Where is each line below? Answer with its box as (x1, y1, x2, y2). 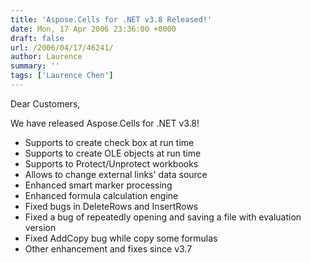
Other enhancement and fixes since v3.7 (24, 242, 193, 255)
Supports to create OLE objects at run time (24, 147, 202, 159)
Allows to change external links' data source (24, 168, 208, 180)
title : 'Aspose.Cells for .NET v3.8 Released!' (10, 14, 213, 25)
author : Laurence (10, 52, 83, 62)
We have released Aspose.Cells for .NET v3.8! (10, 117, 200, 129)
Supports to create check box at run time (24, 136, 195, 148)
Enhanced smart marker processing (24, 179, 173, 191)
